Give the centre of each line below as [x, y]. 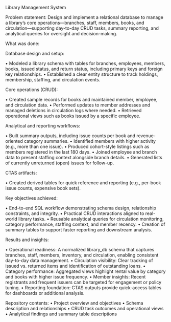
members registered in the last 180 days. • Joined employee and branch [81, 152]
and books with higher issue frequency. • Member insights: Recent [76, 277]
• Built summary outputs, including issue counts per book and [70, 136]
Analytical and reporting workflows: [43, 126]
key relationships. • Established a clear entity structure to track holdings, [82, 74]
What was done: [22, 44]
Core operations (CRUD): [31, 90]
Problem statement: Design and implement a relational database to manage [84, 17]
